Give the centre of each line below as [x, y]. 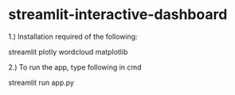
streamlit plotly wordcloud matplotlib [68, 51]
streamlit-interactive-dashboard [118, 15]
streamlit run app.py [41, 82]
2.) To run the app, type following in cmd [75, 67]
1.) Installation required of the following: [73, 36]
